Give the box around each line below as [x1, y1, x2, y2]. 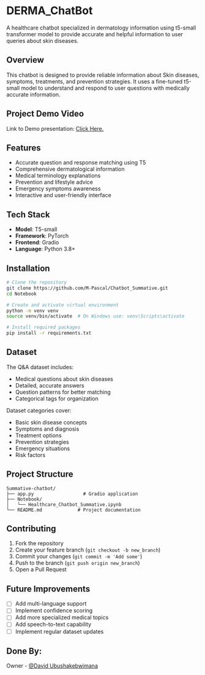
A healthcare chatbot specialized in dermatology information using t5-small [6, 24, 196, 31]
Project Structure [6, 469, 73, 480]
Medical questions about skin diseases [15, 375, 114, 383]
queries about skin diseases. [6, 37, 79, 44]
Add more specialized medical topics [15, 614, 109, 621]
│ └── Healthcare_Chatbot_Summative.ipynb [6, 501, 122, 507]
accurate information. [6, 90, 61, 98]
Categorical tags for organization [15, 394, 99, 402]
